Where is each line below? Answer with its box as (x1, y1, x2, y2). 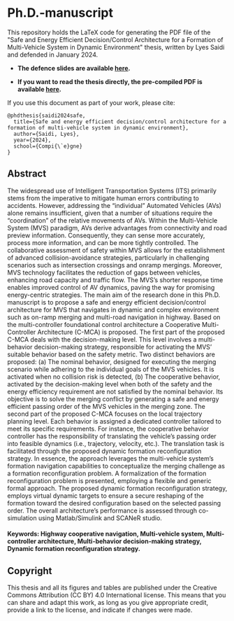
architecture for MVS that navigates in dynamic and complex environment (7, 305, 219, 314)
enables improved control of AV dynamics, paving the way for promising (7, 283, 215, 291)
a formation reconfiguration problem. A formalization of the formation (7, 469, 207, 477)
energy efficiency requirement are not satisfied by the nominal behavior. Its (7, 387, 224, 396)
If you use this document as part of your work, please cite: (7, 98, 176, 106)
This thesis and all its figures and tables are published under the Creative (7, 583, 218, 592)
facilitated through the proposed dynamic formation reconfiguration (7, 447, 202, 455)
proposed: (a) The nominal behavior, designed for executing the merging (7, 357, 217, 365)
